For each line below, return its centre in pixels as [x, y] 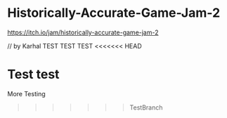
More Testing [26, 93]
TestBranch [146, 107]
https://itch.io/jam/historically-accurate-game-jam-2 [83, 32]
